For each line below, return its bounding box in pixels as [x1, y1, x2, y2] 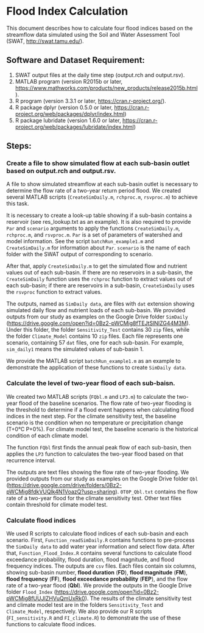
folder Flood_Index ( [6, 588, 57, 596]
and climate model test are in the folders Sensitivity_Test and [6, 601, 163, 609]
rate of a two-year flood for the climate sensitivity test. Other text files [6, 494, 181, 501]
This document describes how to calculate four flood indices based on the [6, 24, 193, 32]
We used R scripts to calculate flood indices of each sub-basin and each [6, 530, 189, 537]
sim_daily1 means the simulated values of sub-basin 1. [6, 346, 144, 353]
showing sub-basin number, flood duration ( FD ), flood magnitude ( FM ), [6, 569, 188, 576]
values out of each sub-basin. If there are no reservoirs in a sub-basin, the [6, 269, 193, 276]
